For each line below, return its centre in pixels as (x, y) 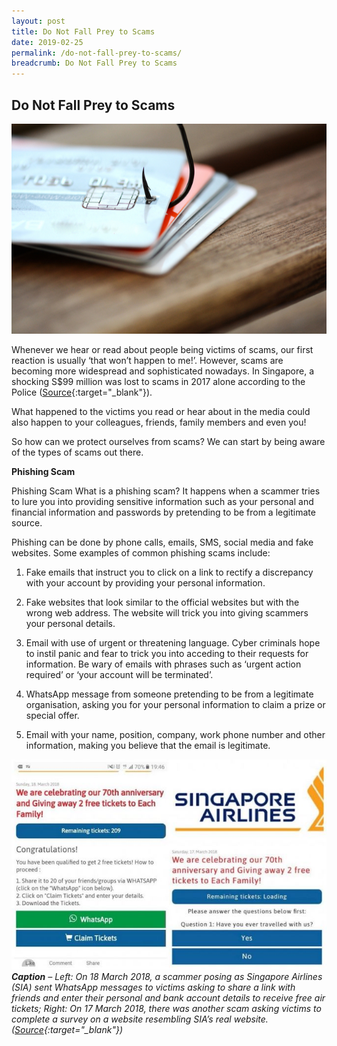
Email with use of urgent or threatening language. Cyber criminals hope (173, 643)
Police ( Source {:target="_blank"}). (82, 392)
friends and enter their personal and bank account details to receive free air (168, 998)
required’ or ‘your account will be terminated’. (119, 675)
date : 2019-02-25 (47, 42)
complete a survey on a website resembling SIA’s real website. (140, 1019)
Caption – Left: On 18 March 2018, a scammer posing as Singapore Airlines (167, 977)
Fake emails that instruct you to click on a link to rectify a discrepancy (169, 572)
